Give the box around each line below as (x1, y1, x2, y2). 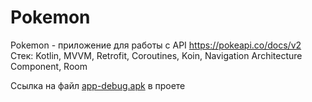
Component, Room (10, 60, 88, 72)
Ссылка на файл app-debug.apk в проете (10, 79, 186, 91)
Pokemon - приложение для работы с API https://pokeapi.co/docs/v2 (10, 39, 302, 51)
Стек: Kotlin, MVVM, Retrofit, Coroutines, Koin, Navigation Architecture (10, 49, 303, 61)
